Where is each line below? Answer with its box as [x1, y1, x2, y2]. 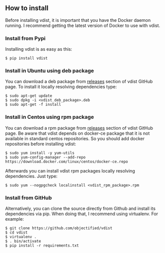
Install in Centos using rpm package [5, 114, 94, 121]
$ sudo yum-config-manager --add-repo [5, 155, 86, 160]
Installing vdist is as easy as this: [5, 46, 72, 52]
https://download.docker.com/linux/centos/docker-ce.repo [5, 159, 128, 164]
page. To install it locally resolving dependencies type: [5, 84, 117, 90]
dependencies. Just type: [5, 173, 58, 179]
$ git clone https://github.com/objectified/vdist [5, 226, 113, 231]
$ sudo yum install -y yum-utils [5, 150, 75, 156]
